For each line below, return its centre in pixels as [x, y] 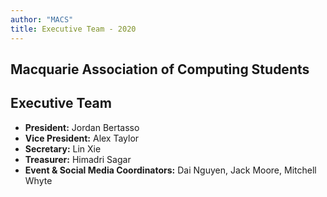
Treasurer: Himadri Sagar [78, 159]
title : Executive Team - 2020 [73, 29]
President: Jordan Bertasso [82, 127]
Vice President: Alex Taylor [82, 138]
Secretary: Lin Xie [63, 148]
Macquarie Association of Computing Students [160, 69]
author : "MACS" [42, 19]
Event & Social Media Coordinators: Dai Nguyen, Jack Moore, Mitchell [170, 170]
